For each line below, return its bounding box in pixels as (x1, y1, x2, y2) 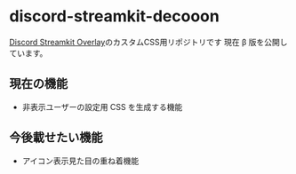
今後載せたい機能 (9, 130, 103, 146)
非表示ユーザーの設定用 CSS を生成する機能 (21, 101, 183, 112)
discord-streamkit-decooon (9, 6, 220, 27)
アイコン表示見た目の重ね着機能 (21, 155, 140, 166)
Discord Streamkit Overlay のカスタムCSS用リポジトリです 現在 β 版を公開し (9, 36, 288, 47)
